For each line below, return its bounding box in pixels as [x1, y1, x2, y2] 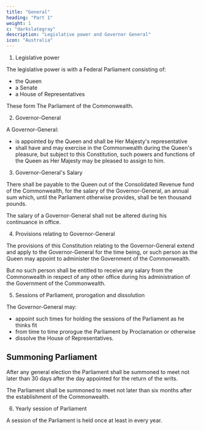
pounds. [6, 200, 27, 207]
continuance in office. [6, 219, 61, 225]
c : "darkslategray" [6, 26, 56, 32]
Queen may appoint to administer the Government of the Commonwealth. [6, 255, 191, 262]
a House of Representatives [15, 91, 85, 97]
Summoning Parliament [6, 352, 97, 362]
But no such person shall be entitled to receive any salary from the [6, 267, 173, 274]
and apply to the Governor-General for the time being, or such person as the [6, 248, 198, 256]
